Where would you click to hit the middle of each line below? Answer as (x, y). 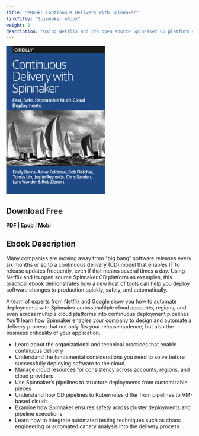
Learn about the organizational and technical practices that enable (96, 344)
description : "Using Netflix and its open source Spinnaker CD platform (98, 31)
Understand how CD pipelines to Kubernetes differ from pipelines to (97, 394)
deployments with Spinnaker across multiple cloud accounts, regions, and (96, 307)
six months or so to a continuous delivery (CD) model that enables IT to (93, 264)
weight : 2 (18, 25)
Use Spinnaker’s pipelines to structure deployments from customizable (101, 382)
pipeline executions (38, 413)
